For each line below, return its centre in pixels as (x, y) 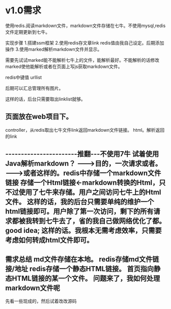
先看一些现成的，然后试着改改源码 (41, 301)
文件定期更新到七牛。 (27, 32)
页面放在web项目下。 (39, 117)
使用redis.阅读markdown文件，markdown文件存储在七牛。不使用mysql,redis (85, 26)
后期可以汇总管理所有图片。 (34, 88)
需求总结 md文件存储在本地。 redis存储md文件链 (82, 259)
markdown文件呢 (33, 288)
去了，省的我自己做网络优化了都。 (112, 221)
